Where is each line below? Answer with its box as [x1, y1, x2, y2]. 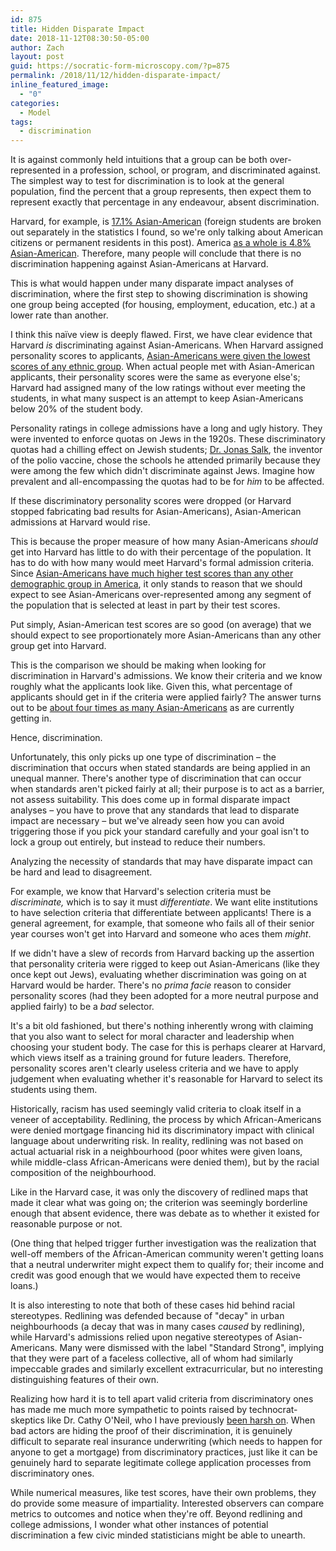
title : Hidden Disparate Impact [10, 24, 145, 34]
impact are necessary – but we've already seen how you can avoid [10, 815, 285, 827]
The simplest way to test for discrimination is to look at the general [10, 175, 285, 187]
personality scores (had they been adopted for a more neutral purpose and [10, 990, 319, 1002]
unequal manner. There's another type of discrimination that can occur [10, 772, 302, 785]
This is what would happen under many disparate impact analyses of [10, 277, 294, 290]
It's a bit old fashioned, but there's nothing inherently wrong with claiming [10, 1020, 314, 1032]
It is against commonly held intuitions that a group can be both [10, 154, 268, 166]
